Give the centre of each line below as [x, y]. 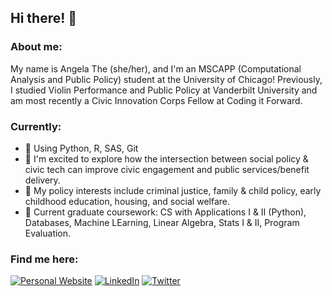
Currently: [36, 126]
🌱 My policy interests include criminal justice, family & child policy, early [173, 190]
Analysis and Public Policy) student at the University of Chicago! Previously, [166, 79]
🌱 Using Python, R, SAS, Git [81, 148]
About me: [36, 47]
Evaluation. [48, 233]
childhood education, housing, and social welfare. [127, 201]
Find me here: [44, 259]
